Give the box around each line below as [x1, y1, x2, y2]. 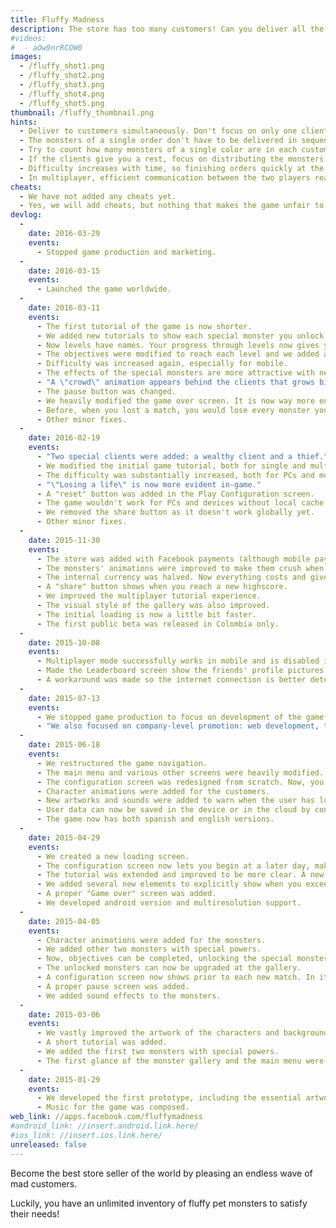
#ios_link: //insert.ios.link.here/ [10, 1130, 163, 1140]
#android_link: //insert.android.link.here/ [10, 1121, 199, 1131]
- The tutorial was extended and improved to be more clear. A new [36, 870, 325, 880]
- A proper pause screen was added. [36, 981, 190, 991]
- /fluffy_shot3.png [19, 80, 105, 90]
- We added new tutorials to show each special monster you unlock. [36, 331, 329, 341]
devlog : [10, 210, 43, 220]
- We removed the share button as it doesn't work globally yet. [36, 507, 315, 518]
